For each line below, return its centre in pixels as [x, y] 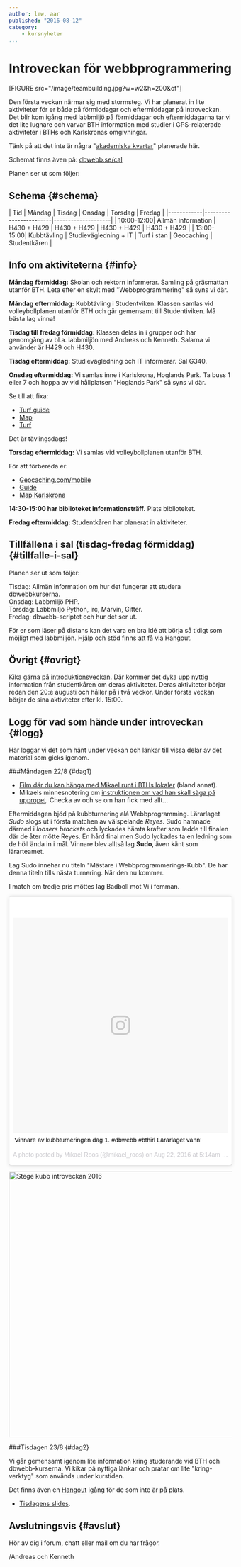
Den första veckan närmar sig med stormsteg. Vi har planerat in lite [107, 102]
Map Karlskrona [42, 495]
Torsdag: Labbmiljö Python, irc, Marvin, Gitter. [76, 609]
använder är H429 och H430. [52, 347]
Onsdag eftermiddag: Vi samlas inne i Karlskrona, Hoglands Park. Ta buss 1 [119, 375]
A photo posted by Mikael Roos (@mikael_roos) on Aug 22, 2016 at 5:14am [117, 1155]
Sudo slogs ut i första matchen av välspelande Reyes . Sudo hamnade [110, 821]
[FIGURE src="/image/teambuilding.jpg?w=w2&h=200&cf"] [95, 89]
